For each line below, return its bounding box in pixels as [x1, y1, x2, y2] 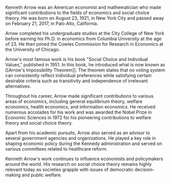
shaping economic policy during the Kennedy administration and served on [5, 140, 162, 147]
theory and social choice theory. [5, 120, 73, 126]
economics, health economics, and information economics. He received [5, 104, 156, 109]
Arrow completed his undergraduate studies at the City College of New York [5, 30, 164, 36]
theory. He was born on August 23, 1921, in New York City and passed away [5, 15, 164, 21]
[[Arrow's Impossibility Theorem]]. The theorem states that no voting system [5, 67, 165, 73]
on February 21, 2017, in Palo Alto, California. [5, 20, 98, 26]
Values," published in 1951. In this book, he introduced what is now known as [5, 62, 165, 67]
